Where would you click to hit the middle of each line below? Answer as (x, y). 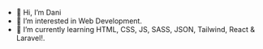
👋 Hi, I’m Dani (39, 12)
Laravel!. (30, 38)
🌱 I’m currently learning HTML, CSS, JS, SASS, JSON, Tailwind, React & (136, 29)
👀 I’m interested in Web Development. (79, 21)
